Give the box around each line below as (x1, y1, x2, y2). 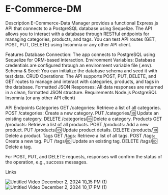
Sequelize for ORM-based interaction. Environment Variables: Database (5, 57, 155, 63)
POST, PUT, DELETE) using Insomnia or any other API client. (5, 41, 131, 47)
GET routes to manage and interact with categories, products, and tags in (5, 78, 159, 85)
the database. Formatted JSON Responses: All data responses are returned (5, 83, 163, 90)
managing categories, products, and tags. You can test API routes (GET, (5, 36, 156, 42)
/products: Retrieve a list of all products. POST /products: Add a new (5, 121, 149, 127)
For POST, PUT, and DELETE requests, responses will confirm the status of (5, 153, 162, 159)
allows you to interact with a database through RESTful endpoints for (5, 31, 150, 37)
